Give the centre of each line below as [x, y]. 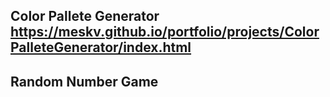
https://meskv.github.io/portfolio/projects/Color [165, 32]
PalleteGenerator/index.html [101, 47]
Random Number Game [84, 81]
